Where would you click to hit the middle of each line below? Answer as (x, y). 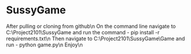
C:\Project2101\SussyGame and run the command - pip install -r (83, 32)
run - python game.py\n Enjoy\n (44, 45)
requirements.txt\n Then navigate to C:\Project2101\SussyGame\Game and (95, 38)
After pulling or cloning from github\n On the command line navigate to (91, 26)
